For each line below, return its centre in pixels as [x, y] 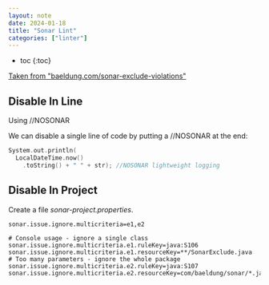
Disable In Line [46, 101]
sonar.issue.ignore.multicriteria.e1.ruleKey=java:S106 [103, 245]
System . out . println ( [43, 151]
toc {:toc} [36, 61]
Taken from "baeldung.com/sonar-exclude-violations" [97, 76]
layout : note [30, 16]
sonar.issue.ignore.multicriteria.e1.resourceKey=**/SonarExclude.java [130, 252]
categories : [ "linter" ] [48, 38]
